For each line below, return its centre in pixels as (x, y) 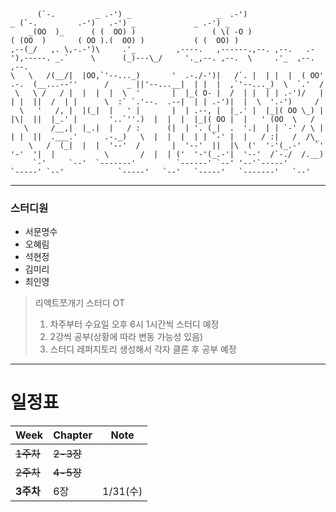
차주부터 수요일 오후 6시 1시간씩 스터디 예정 (134, 324)
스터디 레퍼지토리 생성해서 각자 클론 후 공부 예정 (143, 349)
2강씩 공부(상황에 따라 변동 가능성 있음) (126, 337)
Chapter (73, 435)
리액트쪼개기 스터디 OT (79, 303)
